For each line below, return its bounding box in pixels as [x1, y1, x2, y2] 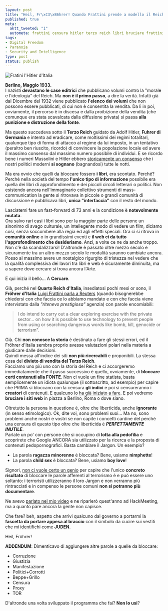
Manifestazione [12, 564, 44, 570]
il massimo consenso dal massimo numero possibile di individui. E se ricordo [5, 150, 163, 157]
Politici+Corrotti [12, 569, 45, 575]
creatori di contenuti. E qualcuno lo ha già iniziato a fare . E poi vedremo [5, 390, 153, 396]
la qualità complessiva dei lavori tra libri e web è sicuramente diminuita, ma [5, 260, 159, 266]
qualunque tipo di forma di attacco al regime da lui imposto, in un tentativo [5, 140, 158, 146]
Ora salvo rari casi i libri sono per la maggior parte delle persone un [5, 218, 144, 224]
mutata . [5, 213, 22, 219]
